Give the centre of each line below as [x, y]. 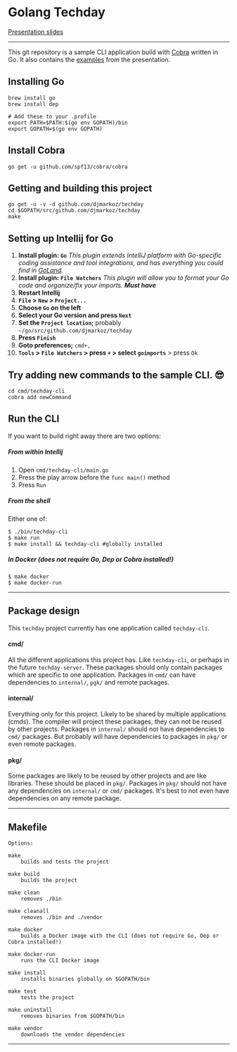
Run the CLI [34, 419]
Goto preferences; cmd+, [54, 345]
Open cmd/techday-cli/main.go [63, 470]
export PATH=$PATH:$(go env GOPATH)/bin [68, 123]
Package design [44, 611]
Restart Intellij [39, 293]
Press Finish [37, 338]
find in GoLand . [41, 270]
